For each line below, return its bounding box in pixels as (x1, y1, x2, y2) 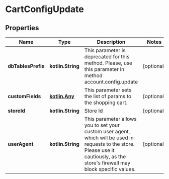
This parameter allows (84, 116, 137, 122)
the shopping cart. (84, 99, 128, 106)
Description (97, 39, 126, 45)
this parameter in (84, 66, 125, 72)
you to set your (84, 122, 120, 129)
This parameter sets (84, 86, 132, 94)
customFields (8, 93, 41, 100)
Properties (5, 24, 39, 32)
